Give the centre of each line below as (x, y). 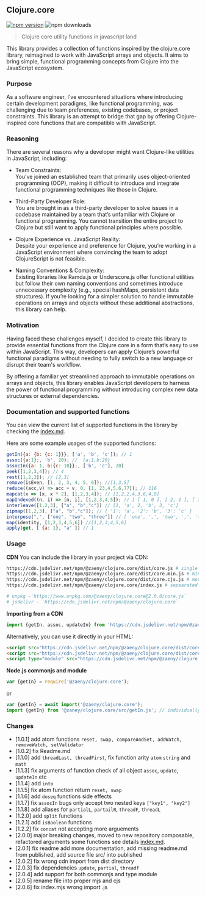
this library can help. (41, 309)
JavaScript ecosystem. (35, 68)
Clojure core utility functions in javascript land (79, 37)
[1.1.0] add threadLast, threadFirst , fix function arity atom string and (103, 758)
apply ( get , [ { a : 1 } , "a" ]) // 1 (50, 528)
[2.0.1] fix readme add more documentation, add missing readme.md (101, 848)
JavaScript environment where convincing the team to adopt (91, 252)
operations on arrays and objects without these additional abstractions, (105, 303)
